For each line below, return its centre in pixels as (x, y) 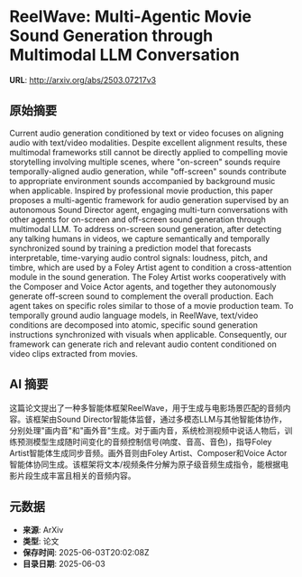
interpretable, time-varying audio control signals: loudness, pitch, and (139, 257)
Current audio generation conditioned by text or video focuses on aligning (146, 133)
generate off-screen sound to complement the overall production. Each (142, 296)
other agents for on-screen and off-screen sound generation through (137, 219)
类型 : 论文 (41, 541)
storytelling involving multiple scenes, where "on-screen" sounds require (145, 162)
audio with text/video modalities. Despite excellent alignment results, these (148, 143)
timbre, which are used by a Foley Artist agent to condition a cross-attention (151, 267)
